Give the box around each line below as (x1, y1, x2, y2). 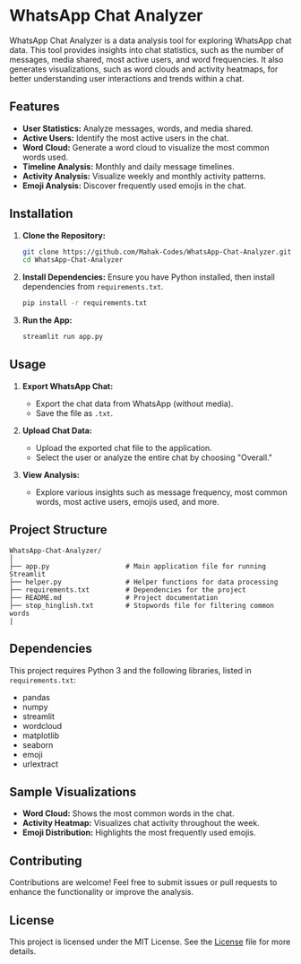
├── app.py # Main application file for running (9, 561, 267, 570)
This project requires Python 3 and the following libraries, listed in (9, 664, 253, 675)
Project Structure (9, 522, 107, 538)
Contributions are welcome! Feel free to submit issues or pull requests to (9, 877, 278, 888)
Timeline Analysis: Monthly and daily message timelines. (21, 161, 235, 171)
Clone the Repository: (21, 230, 106, 240)
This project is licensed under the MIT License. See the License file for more (9, 936, 291, 947)
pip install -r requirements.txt (21, 299, 148, 308)
